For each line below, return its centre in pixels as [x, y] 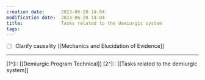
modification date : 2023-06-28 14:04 [56, 18]
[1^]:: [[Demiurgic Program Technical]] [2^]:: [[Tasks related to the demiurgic [102, 64]
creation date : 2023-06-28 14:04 [56, 12]
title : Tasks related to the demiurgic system [85, 23]
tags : [13, 29]
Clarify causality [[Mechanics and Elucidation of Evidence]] [90, 46]
